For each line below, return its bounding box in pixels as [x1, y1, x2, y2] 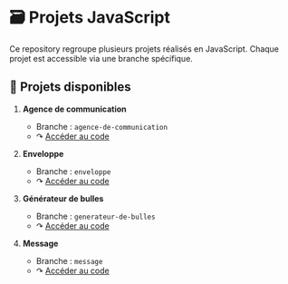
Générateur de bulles [22, 192, 104, 204]
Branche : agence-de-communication [35, 121, 168, 132]
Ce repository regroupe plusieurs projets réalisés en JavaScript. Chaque [9, 43, 279, 54]
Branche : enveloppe [35, 165, 111, 177]
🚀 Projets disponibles [9, 79, 131, 95]
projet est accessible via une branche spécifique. [9, 53, 193, 64]
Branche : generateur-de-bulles [35, 211, 156, 221]
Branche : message [35, 255, 103, 266]
